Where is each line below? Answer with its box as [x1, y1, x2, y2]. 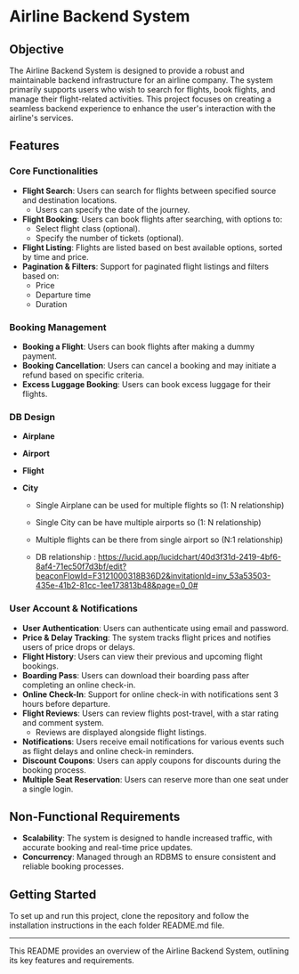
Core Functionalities [9, 165, 99, 177]
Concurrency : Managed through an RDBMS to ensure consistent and [21, 852, 277, 863]
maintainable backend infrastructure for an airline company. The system [9, 75, 274, 85]
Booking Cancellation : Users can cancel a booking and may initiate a [21, 360, 277, 370]
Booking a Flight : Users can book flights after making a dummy [21, 341, 255, 352]
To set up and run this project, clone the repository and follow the [9, 911, 249, 921]
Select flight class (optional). [35, 223, 141, 233]
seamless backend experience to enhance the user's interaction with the [9, 103, 276, 113]
